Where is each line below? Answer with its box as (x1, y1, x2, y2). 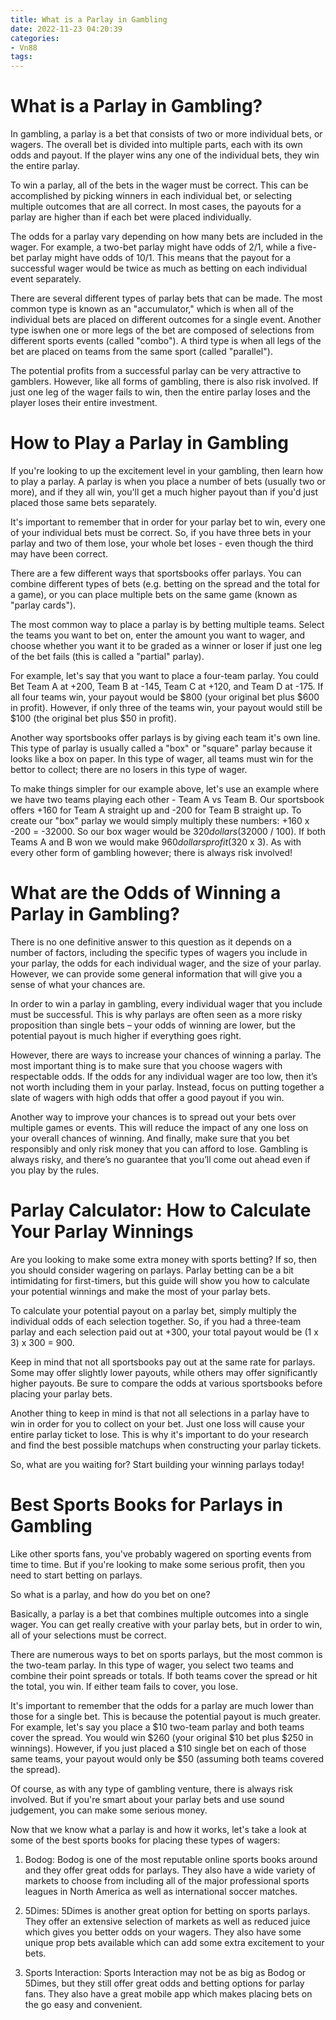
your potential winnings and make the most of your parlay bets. (10, 1285, 271, 1297)
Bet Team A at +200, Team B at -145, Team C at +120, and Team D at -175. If (10, 681, 324, 692)
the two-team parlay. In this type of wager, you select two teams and (10, 1659, 294, 1671)
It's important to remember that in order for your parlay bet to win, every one (10, 516, 326, 528)
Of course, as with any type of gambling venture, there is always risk (10, 1782, 293, 1795)
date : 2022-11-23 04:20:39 (10, 24, 123, 34)
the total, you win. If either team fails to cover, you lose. (10, 1680, 238, 1692)
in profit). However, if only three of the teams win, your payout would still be (10, 702, 323, 713)
